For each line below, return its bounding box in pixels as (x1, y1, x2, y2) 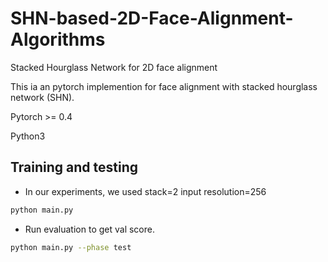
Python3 (10, 130, 46, 142)
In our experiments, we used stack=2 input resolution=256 (24, 185, 267, 197)
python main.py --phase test (10, 242, 132, 252)
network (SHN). (10, 91, 75, 103)
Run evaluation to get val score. (24, 223, 155, 235)
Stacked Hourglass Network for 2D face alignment (10, 61, 218, 73)
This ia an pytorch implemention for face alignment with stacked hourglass (10, 80, 318, 92)
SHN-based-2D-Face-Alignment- (10, 7, 294, 30)
